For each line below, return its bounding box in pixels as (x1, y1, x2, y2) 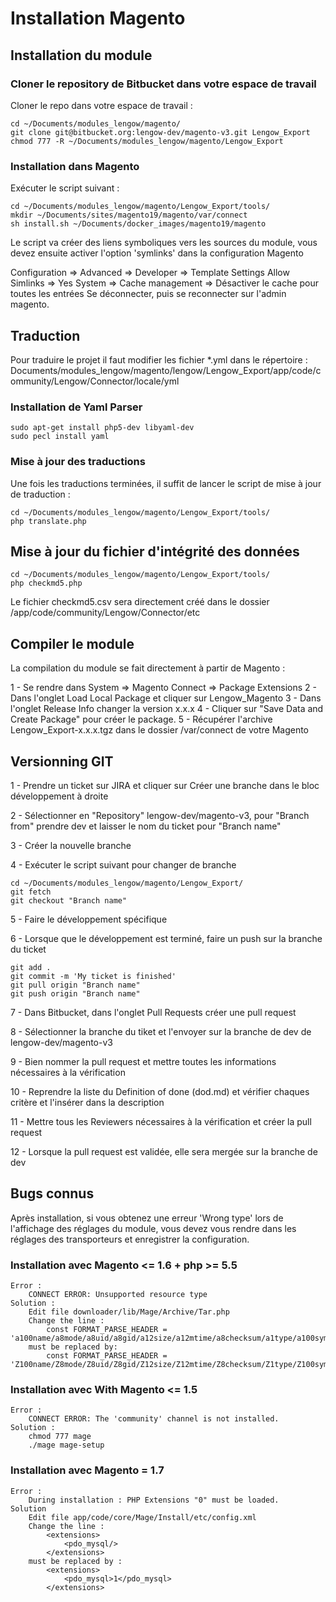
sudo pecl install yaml (10, 432, 110, 442)
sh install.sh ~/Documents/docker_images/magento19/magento (10, 219, 267, 229)
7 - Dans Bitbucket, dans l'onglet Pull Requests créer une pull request (10, 1007, 297, 1019)
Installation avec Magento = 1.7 (10, 1463, 165, 1477)
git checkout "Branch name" (10, 896, 128, 906)
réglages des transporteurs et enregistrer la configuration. (10, 1233, 250, 1245)
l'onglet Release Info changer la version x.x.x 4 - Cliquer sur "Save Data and (10, 703, 324, 715)
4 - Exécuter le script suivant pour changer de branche (10, 859, 237, 871)
